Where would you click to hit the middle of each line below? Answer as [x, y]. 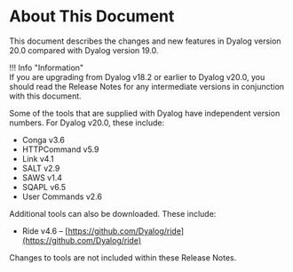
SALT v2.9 [41, 168]
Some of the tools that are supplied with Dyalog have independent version [145, 113]
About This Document [92, 16]
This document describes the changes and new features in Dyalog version [145, 41]
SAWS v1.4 [42, 177]
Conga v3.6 [43, 140]
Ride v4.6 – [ [45, 231]
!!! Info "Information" [47, 68]
